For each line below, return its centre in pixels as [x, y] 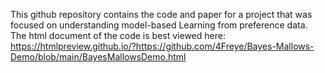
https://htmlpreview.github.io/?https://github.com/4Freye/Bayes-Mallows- [162, 46]
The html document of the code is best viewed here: [118, 35]
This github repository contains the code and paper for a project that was [161, 14]
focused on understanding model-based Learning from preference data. [159, 25]
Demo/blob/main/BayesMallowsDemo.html [98, 57]
